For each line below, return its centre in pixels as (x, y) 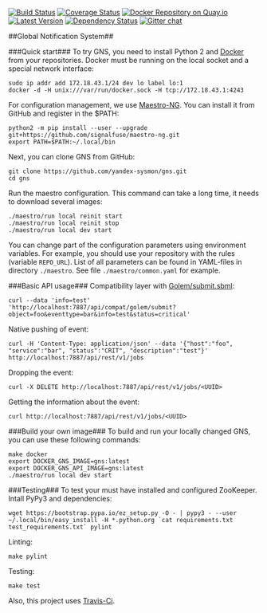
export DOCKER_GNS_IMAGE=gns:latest (69, 462)
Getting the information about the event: (74, 402)
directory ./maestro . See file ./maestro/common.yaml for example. (114, 270)
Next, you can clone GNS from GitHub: (72, 157)
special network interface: (51, 69)
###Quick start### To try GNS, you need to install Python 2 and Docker (126, 51)
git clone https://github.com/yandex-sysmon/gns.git (98, 171)
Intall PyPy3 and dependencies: (60, 499)
